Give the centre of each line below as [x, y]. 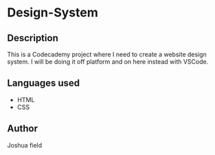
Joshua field [25, 145]
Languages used [44, 83]
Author [22, 129]
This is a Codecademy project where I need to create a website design [107, 54]
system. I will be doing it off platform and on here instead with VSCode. [108, 62]
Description [33, 38]
